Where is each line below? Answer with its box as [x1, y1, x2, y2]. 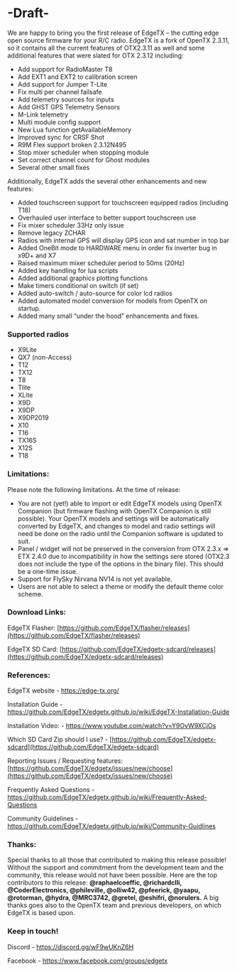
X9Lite [17, 346, 37, 354]
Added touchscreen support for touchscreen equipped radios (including [17, 198, 228, 207]
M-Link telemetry [17, 110, 69, 119]
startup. [17, 304, 41, 312]
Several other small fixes [17, 163, 90, 171]
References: [7, 670, 51, 680]
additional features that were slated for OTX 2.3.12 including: [7, 51, 184, 60]
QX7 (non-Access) [17, 353, 72, 362]
